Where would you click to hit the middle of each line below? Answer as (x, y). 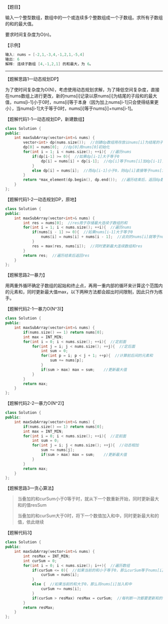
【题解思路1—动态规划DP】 (33, 79)
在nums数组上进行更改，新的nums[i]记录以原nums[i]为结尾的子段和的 (77, 96)
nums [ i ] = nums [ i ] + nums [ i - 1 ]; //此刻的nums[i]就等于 (100, 237)
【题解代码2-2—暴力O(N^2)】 (36, 403)
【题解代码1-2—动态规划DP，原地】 (42, 199)
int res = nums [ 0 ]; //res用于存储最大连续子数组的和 (75, 223)
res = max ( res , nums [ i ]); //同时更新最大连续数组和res (87, 246)
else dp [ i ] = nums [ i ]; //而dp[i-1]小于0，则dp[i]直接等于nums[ (97, 171)
